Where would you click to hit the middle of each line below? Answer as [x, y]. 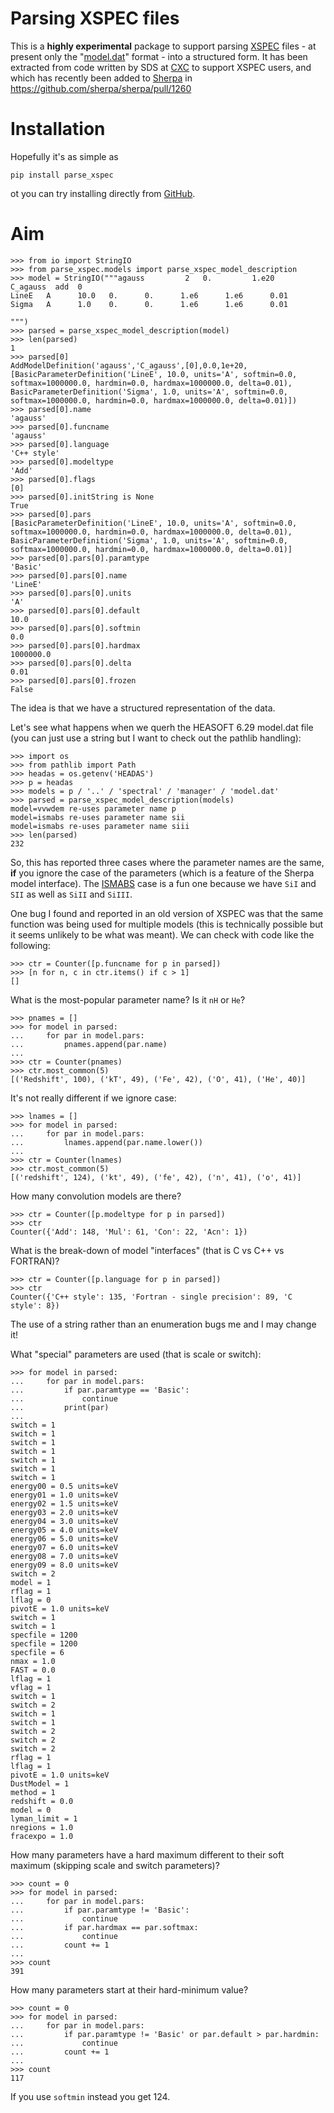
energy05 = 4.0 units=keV [64, 1530]
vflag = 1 [31, 1687]
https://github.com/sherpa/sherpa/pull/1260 [101, 88]
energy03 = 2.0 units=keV [64, 1512]
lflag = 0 [31, 1600]
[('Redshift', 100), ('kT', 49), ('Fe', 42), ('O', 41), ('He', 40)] [158, 1079]
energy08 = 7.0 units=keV [64, 1556]
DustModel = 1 [40, 1783]
